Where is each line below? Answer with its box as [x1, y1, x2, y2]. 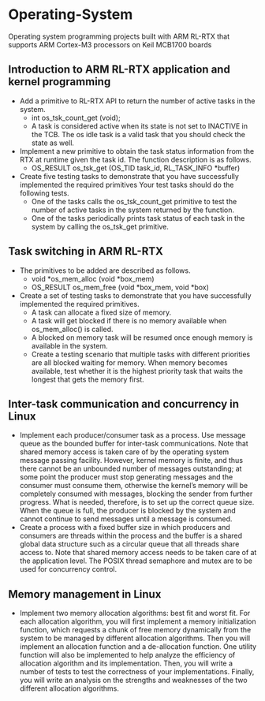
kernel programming [8, 75, 111, 88]
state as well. [31, 138, 75, 147]
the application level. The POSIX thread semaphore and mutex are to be [19, 556, 252, 565]
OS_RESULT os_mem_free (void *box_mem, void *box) [31, 282, 209, 292]
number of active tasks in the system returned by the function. [31, 205, 235, 214]
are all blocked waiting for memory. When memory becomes [31, 357, 228, 367]
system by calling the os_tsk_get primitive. [31, 222, 170, 231]
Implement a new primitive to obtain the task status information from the [19, 146, 255, 155]
